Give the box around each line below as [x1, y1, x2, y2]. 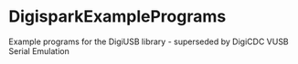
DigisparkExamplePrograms [8, 6, 227, 27]
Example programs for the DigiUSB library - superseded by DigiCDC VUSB [8, 36, 289, 47]
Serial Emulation [8, 45, 69, 56]
